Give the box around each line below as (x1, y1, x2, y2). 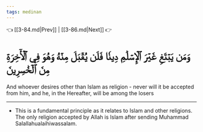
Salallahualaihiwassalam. (14, 119, 77, 127)
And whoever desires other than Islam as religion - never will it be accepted (6, 83, 195, 90)
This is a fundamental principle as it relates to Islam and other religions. (14, 107, 193, 114)
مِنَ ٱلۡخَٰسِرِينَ (6, 62, 50, 76)
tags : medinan (6, 8, 42, 15)
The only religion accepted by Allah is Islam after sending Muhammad (14, 113, 189, 120)
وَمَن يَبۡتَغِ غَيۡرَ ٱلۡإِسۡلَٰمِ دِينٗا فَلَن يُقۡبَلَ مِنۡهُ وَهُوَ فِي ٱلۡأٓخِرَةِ (6, 49, 190, 63)
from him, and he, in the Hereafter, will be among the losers (6, 89, 154, 97)
